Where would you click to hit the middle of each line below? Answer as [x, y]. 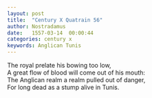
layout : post [26, 13]
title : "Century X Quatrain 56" [55, 20]
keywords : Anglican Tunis [44, 46]
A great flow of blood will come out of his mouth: [76, 72]
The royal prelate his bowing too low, [59, 65]
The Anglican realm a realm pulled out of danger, [76, 80]
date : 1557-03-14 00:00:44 [51, 33]
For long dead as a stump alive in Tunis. [63, 87]
